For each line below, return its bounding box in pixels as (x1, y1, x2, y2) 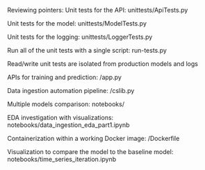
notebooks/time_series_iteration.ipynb (7, 155, 117, 163)
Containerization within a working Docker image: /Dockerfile (7, 135, 180, 142)
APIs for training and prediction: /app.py (7, 73, 122, 81)
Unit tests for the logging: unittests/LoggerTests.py (7, 33, 153, 41)
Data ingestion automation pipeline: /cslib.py (7, 87, 135, 94)
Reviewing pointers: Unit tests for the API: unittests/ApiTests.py (7, 6, 188, 14)
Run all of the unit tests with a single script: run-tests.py (7, 46, 167, 54)
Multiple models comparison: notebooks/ (7, 100, 125, 108)
